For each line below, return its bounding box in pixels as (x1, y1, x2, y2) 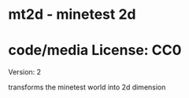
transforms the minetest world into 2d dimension (8, 82, 166, 92)
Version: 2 (8, 67, 42, 77)
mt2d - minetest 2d (8, 5, 136, 24)
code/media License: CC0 (8, 42, 182, 60)
